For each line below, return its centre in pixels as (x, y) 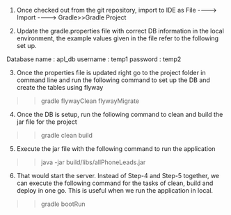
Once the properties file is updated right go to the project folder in (111, 73)
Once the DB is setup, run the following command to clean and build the (120, 114)
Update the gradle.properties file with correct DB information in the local (120, 31)
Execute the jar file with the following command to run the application (116, 149)
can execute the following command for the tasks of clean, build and (115, 183)
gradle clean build (67, 135)
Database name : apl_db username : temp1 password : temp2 (94, 59)
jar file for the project (47, 122)
